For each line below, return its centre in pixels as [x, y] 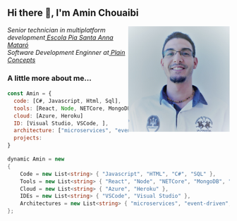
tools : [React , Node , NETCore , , [93, 108]
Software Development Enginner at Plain [66, 52]
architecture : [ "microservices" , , [88, 131]
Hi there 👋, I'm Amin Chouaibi [73, 13]
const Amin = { [30, 94]
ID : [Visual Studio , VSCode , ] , [61, 123]
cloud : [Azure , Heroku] [48, 116]
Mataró [18, 45]
